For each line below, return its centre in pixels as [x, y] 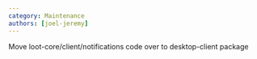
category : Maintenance [46, 16]
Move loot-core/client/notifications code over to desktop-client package [128, 46]
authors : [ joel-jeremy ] [48, 23]
